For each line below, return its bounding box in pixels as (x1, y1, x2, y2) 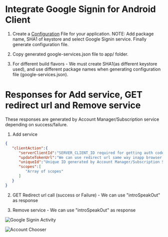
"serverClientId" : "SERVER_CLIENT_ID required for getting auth (18, 150, 153, 155)
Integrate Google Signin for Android (5, 4, 156, 15)
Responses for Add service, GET (5, 89, 142, 101)
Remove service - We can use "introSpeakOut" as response (12, 207, 136, 213)
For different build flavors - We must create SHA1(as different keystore (12, 61, 157, 67)
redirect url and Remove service (5, 100, 141, 111)
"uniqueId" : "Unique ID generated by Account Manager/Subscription (18, 159, 160, 165)
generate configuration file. (12, 41, 69, 47)
